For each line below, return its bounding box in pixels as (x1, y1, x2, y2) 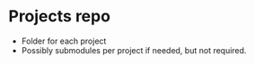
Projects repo (8, 6, 111, 27)
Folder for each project (21, 36, 107, 46)
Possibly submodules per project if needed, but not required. (21, 44, 247, 55)
